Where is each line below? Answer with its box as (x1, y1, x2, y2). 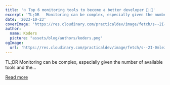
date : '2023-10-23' (5, 17, 47, 22)
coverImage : (5, 21, 30, 27)
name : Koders (10, 31, 37, 36)
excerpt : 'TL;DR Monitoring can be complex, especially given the (5, 12, 153, 17)
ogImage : (5, 40, 24, 46)
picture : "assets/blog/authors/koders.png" (10, 36, 103, 41)
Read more (5, 74, 28, 80)
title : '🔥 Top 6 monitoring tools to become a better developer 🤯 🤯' (5, 7, 156, 13)
